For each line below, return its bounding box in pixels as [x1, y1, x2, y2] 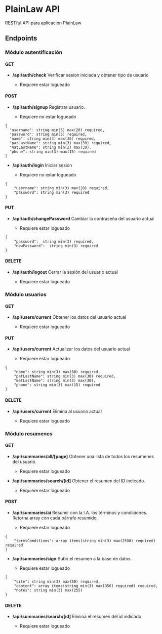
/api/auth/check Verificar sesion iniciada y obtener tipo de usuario [12, 72, 149, 78]
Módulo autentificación [5, 49, 63, 56]
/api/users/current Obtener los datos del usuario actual [12, 314, 126, 320]
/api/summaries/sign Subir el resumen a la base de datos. [12, 555, 132, 561]
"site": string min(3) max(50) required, [14, 579, 100, 584]
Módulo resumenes [5, 430, 53, 437]
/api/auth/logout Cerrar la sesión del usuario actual [12, 269, 118, 275]
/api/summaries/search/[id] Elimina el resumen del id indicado [12, 614, 142, 620]
